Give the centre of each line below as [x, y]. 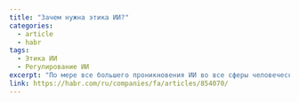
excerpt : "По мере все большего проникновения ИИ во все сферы [129, 75]
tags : [19, 51]
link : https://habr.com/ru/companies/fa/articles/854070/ [119, 83]
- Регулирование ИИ [53, 67]
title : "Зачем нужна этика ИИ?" [69, 17]
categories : [31, 26]
